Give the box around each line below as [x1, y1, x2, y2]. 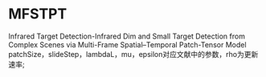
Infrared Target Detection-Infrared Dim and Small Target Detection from [8, 31, 245, 41]
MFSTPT [8, 5, 68, 23]
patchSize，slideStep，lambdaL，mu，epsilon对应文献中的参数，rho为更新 [8, 49, 259, 59]
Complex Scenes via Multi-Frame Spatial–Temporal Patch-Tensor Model [8, 39, 247, 49]
